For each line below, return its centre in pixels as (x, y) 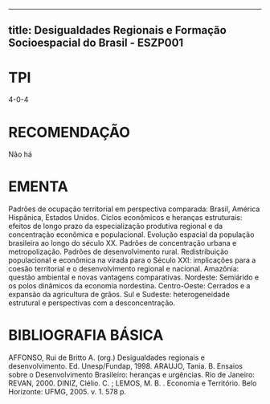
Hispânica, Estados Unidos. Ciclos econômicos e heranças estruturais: (125, 218)
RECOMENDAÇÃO (70, 132)
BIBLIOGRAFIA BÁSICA (86, 335)
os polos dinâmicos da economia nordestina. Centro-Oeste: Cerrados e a (129, 286)
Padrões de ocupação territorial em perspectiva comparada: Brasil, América (134, 209)
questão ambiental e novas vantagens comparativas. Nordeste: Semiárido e (134, 277)
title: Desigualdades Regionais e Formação (117, 30)
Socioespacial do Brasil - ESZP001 (96, 43)
